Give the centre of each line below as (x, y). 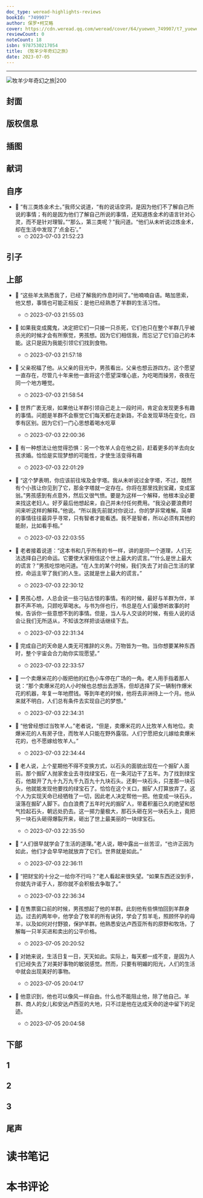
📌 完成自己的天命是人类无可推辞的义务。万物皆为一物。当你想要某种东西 (105, 646)
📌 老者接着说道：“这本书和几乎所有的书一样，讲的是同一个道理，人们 (101, 551)
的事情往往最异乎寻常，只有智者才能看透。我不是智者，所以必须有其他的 (105, 518)
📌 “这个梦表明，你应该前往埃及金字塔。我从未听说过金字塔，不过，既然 (103, 481)
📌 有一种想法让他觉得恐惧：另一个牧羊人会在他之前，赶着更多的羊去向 (102, 448)
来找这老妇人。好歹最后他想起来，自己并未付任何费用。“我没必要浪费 (101, 503)
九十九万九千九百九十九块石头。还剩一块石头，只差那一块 (118, 781)
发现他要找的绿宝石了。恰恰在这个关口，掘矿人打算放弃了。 (116, 789)
